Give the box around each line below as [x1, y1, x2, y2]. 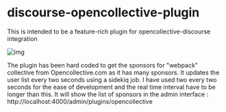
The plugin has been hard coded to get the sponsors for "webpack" [7, 61, 199, 69]
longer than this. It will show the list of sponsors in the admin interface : [7, 90, 209, 98]
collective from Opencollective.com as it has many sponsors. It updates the [7, 68, 220, 76]
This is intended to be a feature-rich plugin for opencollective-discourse [7, 27, 211, 36]
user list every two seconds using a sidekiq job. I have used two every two [7, 75, 217, 83]
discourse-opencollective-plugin [7, 5, 200, 20]
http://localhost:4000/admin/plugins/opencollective [7, 97, 153, 105]
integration [7, 34, 38, 42]
